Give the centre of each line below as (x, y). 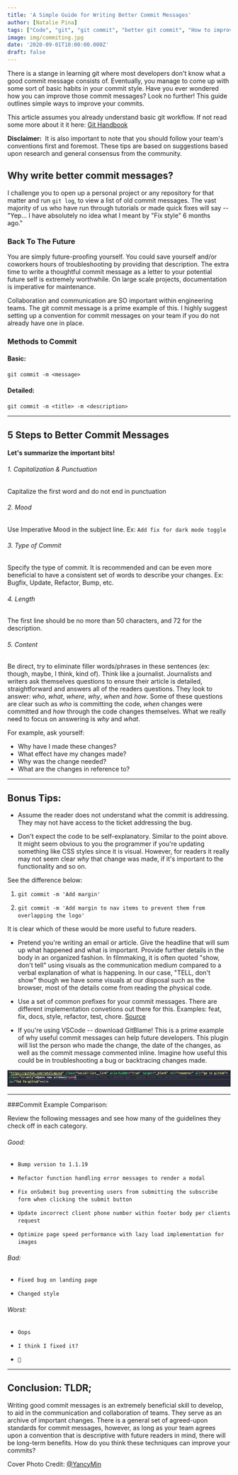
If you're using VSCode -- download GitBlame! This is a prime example (121, 1030)
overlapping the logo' (51, 916)
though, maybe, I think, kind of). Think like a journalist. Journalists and (110, 674)
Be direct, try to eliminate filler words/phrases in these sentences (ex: (109, 667)
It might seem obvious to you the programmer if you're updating (111, 844)
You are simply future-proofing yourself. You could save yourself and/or (112, 257)
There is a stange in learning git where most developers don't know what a (116, 73)
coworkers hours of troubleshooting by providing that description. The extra (118, 264)
